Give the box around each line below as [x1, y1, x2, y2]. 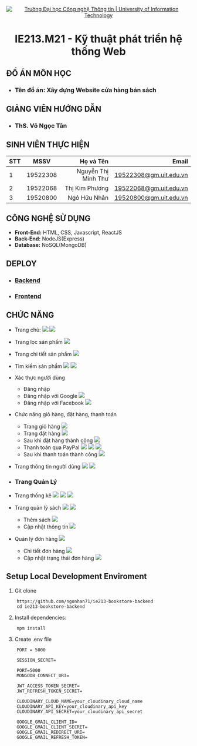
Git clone [14, 587, 37, 594]
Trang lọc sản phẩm [14, 339, 63, 346]
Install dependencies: [14, 614, 67, 621]
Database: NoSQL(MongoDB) [14, 242, 87, 249]
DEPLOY [6, 259, 37, 269]
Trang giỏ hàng [23, 423, 60, 430]
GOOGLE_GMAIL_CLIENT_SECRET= [16, 724, 88, 730]
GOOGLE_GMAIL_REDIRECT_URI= [16, 729, 85, 735]
